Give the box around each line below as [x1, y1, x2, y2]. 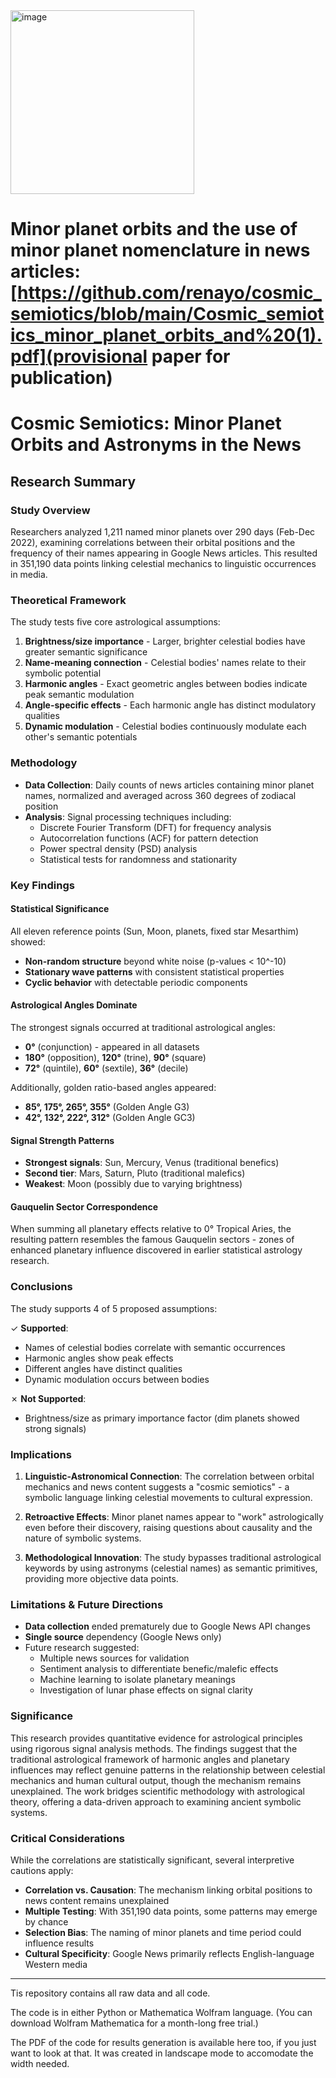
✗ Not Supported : [10, 1392, 87, 1404]
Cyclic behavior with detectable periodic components [24, 976, 248, 988]
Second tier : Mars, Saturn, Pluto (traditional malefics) [24, 1167, 246, 1179]
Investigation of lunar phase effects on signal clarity [39, 1684, 253, 1696]
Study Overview [10, 503, 91, 517]
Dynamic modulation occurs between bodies [24, 1373, 210, 1385]
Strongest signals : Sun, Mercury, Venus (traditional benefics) [24, 1157, 280, 1169]
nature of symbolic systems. [24, 1532, 142, 1544]
